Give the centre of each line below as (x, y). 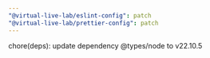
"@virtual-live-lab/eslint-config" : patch (80, 15)
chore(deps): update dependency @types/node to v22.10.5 (105, 45)
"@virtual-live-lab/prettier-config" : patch (83, 23)
